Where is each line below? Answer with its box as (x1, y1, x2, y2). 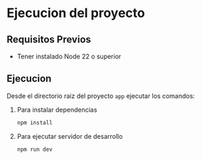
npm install (16, 119, 53, 126)
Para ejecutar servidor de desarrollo (16, 132, 123, 140)
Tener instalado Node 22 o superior (16, 52, 122, 60)
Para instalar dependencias (16, 105, 97, 114)
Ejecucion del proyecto (6, 5, 145, 21)
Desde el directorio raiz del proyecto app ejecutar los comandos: (6, 91, 195, 100)
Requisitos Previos (6, 33, 92, 46)
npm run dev (16, 146, 53, 153)
